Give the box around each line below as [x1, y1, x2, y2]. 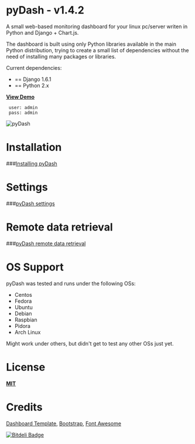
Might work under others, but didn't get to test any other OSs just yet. [6, 340, 174, 347]
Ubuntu [14, 303, 33, 311]
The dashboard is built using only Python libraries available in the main [6, 40, 177, 48]
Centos [14, 291, 32, 298]
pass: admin [8, 110, 38, 116]
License [6, 360, 46, 374]
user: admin [8, 104, 38, 110]
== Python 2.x [14, 82, 49, 89]
